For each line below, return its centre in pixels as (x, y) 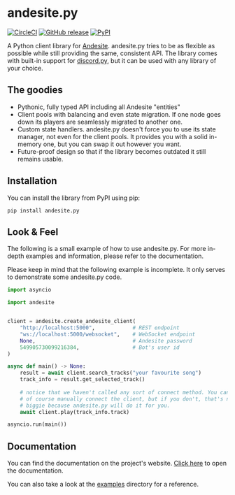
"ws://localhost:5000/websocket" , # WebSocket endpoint (108, 334)
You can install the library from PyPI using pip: (74, 198)
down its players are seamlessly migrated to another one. (100, 122)
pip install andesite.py (43, 210)
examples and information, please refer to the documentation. (115, 256)
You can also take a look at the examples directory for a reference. (103, 485)
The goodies (35, 90)
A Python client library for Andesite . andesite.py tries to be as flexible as (111, 45)
